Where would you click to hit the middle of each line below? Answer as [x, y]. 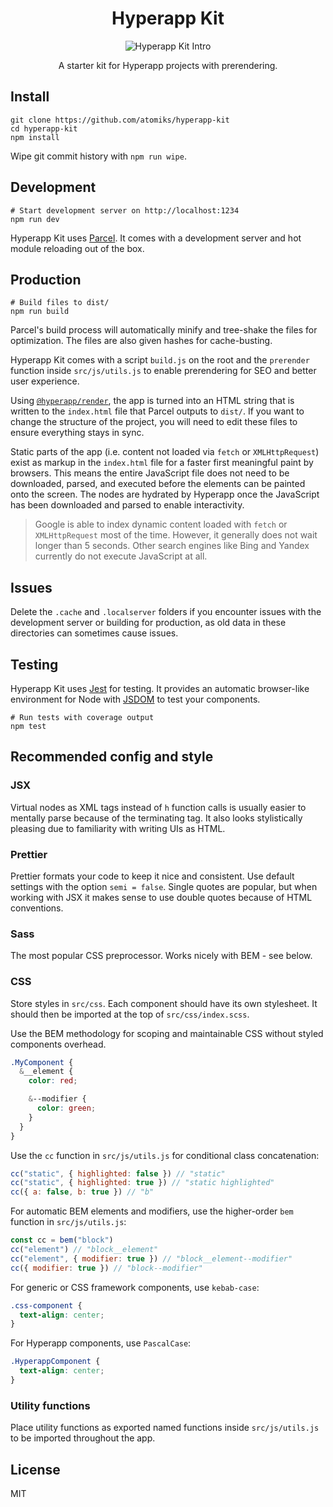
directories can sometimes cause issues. [94, 633]
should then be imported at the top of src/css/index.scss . [130, 1014]
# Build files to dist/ [60, 303]
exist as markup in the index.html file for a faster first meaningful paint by [162, 463]
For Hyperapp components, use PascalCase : [101, 1343]
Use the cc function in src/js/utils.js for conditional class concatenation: [165, 1155]
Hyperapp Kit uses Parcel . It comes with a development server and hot [156, 238]
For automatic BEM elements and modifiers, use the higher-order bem [152, 1211]
